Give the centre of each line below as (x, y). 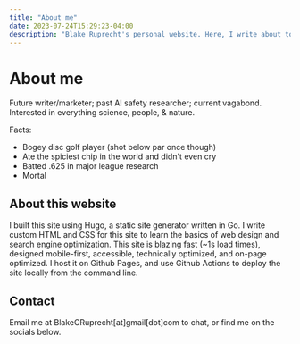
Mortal (34, 176)
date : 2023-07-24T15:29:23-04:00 (71, 26)
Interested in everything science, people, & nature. (102, 113)
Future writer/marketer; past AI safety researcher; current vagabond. (135, 103)
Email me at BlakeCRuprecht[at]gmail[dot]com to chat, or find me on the (142, 322)
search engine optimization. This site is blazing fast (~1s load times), (135, 244)
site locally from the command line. (74, 273)
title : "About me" (43, 17)
